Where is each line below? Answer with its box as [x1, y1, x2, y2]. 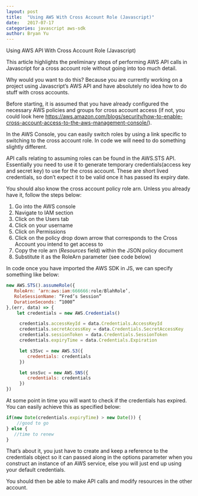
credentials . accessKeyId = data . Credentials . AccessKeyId [19, 321, 163, 327]
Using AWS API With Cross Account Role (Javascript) [6, 47, 136, 54]
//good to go [17, 420, 49, 426]
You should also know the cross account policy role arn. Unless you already [6, 185, 191, 193]
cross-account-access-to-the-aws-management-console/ [6, 119, 149, 126]
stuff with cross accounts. [6, 89, 70, 96]
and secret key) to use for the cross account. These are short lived [6, 167, 168, 175]
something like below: [6, 271, 60, 279]
